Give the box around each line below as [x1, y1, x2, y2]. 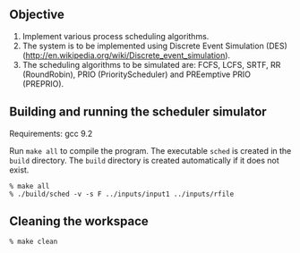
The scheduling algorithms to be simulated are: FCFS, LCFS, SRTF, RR [21, 59, 281, 70]
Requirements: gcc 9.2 [9, 128, 93, 139]
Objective [9, 7, 65, 22]
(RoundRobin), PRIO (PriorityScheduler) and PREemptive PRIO [21, 69, 252, 80]
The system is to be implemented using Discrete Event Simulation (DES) [21, 40, 288, 51]
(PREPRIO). [21, 78, 64, 89]
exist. [9, 164, 30, 175]
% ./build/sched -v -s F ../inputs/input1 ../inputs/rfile [9, 190, 235, 198]
